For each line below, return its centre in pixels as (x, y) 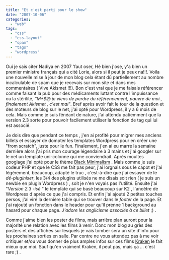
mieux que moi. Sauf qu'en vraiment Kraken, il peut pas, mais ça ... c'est (80, 246)
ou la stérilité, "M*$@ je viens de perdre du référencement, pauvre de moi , (84, 98)
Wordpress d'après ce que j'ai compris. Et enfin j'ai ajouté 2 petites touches (84, 194)
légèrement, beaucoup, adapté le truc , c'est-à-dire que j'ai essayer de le (81, 172)
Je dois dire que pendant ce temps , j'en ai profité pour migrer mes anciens (84, 135)
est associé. (18, 125)
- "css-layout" (26, 38)
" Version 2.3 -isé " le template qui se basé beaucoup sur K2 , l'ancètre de (82, 188)
